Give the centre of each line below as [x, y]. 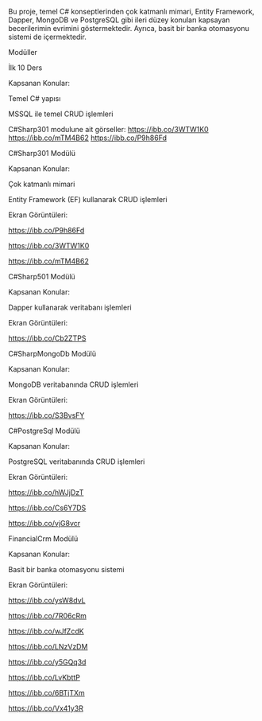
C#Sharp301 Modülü [42, 153]
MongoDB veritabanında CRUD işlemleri [73, 384]
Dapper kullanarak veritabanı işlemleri [70, 307]
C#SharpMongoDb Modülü [52, 354]
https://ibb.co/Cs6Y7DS [47, 508]
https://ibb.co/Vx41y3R [46, 708]
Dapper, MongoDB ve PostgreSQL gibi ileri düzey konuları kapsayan [119, 20]
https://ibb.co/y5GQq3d [47, 662]
